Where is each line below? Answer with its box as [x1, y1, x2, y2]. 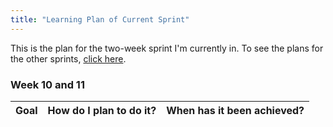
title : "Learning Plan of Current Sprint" [10, 14, 190, 25]
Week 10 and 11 [10, 77, 85, 91]
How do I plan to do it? [47, 103, 157, 117]
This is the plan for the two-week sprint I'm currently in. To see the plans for [10, 42, 324, 54]
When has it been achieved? [166, 103, 305, 117]
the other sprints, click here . [10, 52, 127, 65]
